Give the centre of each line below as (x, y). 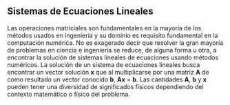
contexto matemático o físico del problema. (69, 94)
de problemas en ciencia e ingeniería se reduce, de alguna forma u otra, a (112, 50)
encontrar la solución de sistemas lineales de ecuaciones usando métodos (113, 57)
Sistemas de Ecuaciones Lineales (80, 11)
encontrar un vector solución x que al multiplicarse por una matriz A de (108, 72)
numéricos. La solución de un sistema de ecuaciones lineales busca (104, 64)
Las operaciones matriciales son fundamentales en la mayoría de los (104, 28)
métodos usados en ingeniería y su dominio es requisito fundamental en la (113, 35)
